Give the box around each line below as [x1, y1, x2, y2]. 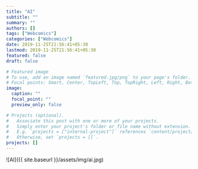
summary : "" [6, 19, 35, 25]
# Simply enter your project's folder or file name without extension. [6, 123, 192, 129]
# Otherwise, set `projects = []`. [6, 134, 99, 141]
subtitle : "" [6, 14, 38, 20]
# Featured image [6, 69, 49, 74]
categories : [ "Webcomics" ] [6, 36, 72, 42]
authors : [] [6, 25, 35, 31]
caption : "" [11, 91, 41, 97]
